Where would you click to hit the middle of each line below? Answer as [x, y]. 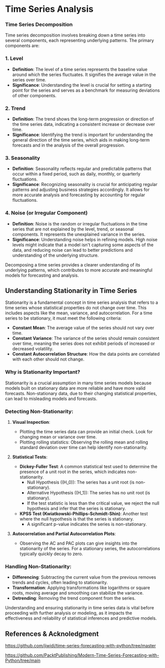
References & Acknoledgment [52, 634]
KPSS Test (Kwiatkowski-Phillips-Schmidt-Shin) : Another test [84, 514]
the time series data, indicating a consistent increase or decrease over [83, 124]
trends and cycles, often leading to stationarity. [60, 583]
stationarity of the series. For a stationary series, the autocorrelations [90, 549]
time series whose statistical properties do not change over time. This [76, 308]
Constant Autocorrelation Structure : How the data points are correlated [86, 354]
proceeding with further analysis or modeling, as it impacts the [69, 613]
